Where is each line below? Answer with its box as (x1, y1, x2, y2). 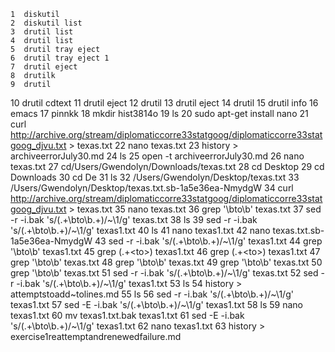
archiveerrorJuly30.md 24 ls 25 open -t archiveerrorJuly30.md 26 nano (10, 150, 305, 162)
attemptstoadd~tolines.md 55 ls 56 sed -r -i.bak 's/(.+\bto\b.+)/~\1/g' (10, 288, 294, 300)
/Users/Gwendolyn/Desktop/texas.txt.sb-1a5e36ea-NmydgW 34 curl (10, 182, 294, 194)
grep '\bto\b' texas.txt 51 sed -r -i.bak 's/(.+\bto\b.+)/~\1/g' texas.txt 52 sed (10, 267, 319, 279)
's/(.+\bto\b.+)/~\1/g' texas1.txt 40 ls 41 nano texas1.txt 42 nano (10, 225, 271, 236)
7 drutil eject (10, 62, 78, 72)
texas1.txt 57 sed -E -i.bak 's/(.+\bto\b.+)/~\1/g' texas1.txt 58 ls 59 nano (10, 299, 303, 310)
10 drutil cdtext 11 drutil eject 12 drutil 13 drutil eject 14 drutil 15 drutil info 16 (10, 97, 319, 109)
